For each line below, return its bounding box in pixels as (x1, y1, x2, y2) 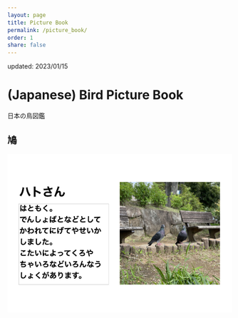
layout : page (7, 11, 46, 19)
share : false (7, 41, 46, 49)
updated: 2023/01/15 (7, 62, 68, 71)
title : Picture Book (7, 19, 69, 26)
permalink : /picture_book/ (7, 26, 88, 34)
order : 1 (7, 34, 33, 41)
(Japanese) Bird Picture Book (7, 87, 184, 103)
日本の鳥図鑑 (7, 111, 45, 120)
